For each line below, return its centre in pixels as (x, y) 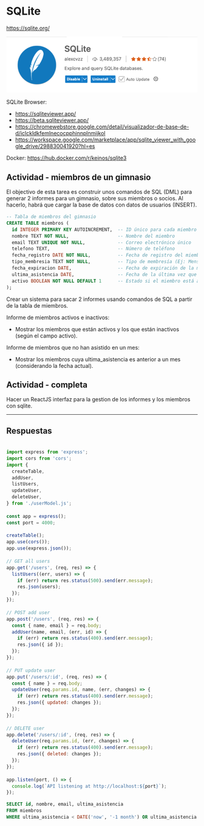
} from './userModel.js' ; (39, 504)
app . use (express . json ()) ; (39, 549)
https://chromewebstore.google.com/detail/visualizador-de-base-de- (102, 127)
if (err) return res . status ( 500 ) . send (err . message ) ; (85, 581)
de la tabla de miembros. (37, 305)
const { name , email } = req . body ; (57, 626)
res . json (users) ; (39, 587)
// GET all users (28, 561)
